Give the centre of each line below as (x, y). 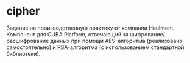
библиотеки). (23, 53)
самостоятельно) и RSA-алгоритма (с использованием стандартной (95, 47)
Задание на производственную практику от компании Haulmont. (90, 28)
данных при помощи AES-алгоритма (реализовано (116, 41)
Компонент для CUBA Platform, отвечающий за (68, 34)
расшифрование (28, 41)
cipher (23, 11)
